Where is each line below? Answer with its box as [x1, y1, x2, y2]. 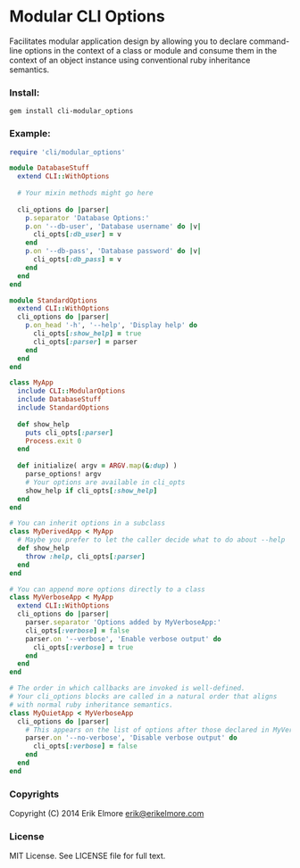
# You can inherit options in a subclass [9, 519, 166, 528]
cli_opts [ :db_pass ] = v [32, 255, 122, 264]
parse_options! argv [25, 470, 102, 479]
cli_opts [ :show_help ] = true [32, 329, 142, 338]
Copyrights [9, 788, 60, 800]
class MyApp [9, 378, 54, 387]
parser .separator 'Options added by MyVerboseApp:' [25, 618, 221, 627]
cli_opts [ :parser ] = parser [32, 337, 138, 346]
